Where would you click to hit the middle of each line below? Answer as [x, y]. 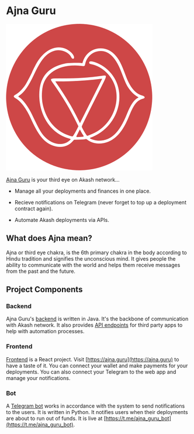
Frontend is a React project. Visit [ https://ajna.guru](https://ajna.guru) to [93, 359]
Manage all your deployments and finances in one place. [82, 191]
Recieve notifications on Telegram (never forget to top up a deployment [101, 202]
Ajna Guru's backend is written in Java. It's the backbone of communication [97, 319]
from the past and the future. [41, 271]
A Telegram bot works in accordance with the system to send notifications [96, 406]
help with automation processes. [45, 332]
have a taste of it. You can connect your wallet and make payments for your [97, 365]
